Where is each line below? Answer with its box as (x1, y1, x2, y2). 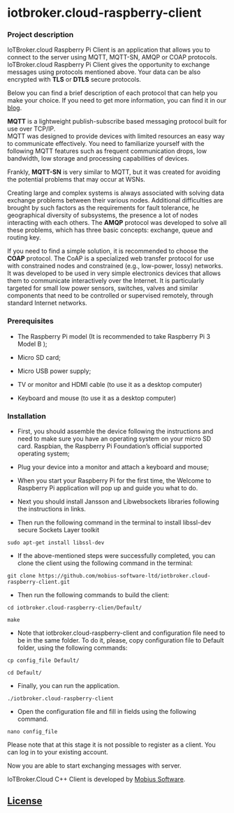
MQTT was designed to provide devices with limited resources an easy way (7, 132, 225, 140)
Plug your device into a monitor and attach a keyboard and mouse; (17, 463, 210, 471)
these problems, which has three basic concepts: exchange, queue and (7, 226, 213, 235)
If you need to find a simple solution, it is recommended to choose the (7, 247, 209, 256)
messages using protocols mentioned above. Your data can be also (7, 68, 201, 76)
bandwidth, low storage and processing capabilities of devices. (7, 154, 190, 163)
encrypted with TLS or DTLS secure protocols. (7, 75, 142, 84)
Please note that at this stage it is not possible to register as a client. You (7, 740, 216, 749)
